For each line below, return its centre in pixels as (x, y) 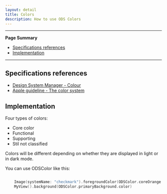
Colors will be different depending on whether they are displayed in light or (82, 153)
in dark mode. (19, 159)
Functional (23, 133)
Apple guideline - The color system (48, 91)
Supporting (24, 138)
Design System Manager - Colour (46, 85)
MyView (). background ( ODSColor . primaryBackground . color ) (73, 187)
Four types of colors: (27, 118)
